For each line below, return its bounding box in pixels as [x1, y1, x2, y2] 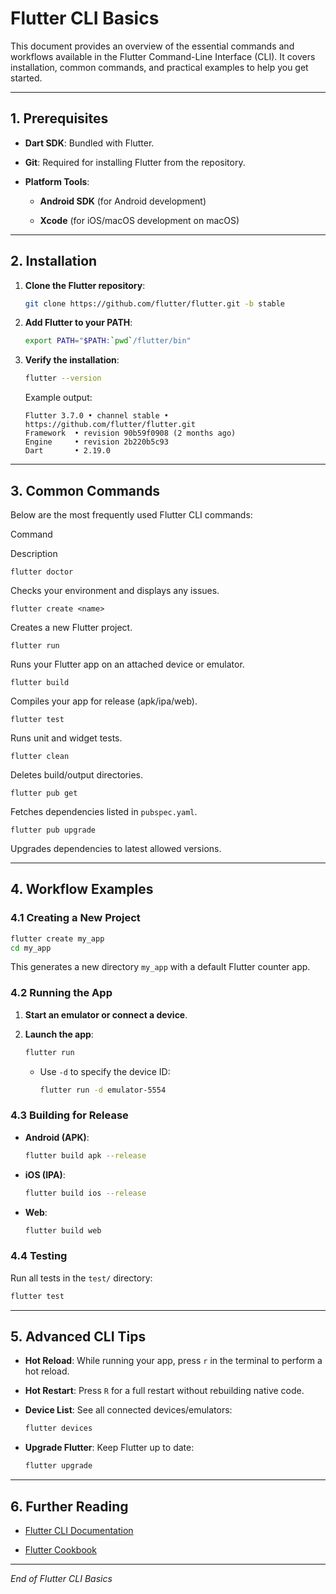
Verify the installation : [24, 354, 120, 366]
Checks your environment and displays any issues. [10, 585, 220, 596]
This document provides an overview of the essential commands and [10, 40, 295, 52]
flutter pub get [10, 788, 78, 798]
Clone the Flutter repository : [24, 279, 146, 291]
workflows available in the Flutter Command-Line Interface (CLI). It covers [10, 50, 316, 62]
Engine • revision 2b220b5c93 [24, 437, 169, 447]
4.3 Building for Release [10, 1108, 129, 1122]
